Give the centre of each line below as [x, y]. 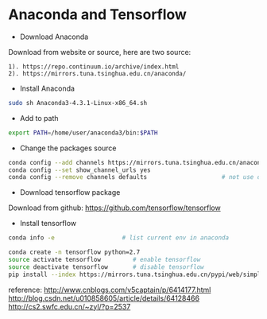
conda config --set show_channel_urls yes [79, 170]
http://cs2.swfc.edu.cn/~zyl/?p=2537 [70, 306]
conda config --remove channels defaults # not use [131, 177]
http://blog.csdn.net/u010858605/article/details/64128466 [104, 298]
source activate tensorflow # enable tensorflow [104, 260]
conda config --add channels [56, 162]
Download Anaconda [54, 37]
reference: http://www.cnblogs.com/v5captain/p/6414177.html [110, 290]
